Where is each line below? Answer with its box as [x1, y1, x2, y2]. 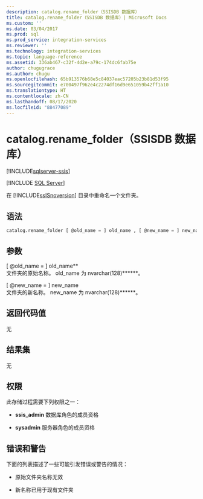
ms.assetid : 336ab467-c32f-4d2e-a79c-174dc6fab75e [6, 59, 137, 65]
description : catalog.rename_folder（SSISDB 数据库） [6, 8, 140, 15]
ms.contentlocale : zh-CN [6, 93, 69, 99]
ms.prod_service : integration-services [6, 37, 107, 43]
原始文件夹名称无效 [14, 474, 63, 481]
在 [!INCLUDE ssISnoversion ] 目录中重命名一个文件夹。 [6, 192, 142, 199]
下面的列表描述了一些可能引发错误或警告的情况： [6, 460, 128, 468]
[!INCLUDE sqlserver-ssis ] [6, 167, 71, 175]
